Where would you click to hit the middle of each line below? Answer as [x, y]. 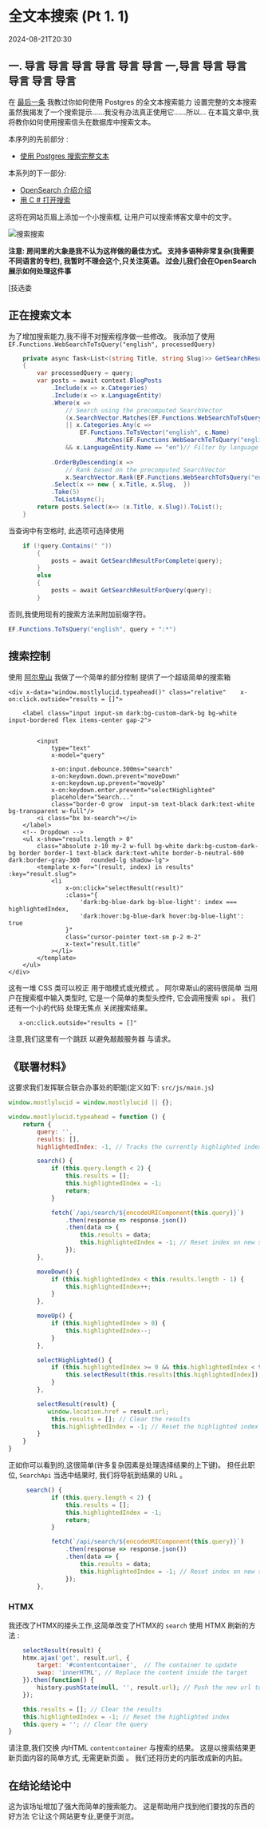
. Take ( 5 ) [65, 492]
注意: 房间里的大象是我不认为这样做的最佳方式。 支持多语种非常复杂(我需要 [131, 251]
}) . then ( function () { [58, 1680]
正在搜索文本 [40, 315]
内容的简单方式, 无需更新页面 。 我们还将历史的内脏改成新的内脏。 [138, 1758]
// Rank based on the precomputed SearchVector [146, 470]
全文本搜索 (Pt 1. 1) [69, 16]
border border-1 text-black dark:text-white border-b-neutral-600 [132, 853]
